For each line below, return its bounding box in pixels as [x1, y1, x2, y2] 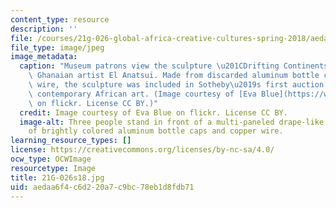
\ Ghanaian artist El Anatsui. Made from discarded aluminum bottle [28, 71, 320, 81]
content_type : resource [10, 14, 110, 25]
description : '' [10, 24, 78, 34]
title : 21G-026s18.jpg [10, 172, 105, 183]
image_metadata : [10, 52, 78, 62]
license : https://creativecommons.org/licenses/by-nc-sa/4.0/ [10, 145, 275, 155]
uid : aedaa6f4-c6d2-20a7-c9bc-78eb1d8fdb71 [10, 182, 195, 192]
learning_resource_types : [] [10, 136, 132, 146]
